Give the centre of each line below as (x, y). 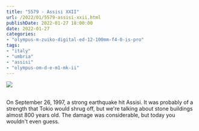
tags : (13, 46)
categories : (21, 34)
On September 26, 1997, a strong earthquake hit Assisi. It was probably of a (100, 102)
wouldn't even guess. (33, 121)
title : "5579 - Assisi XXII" (43, 12)
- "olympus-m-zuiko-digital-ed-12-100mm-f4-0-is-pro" (75, 40)
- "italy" (19, 51)
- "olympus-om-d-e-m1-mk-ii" (43, 68)
